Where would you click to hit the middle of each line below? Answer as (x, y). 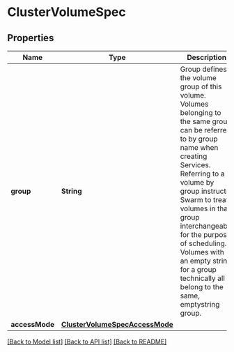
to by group (199, 139)
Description (207, 58)
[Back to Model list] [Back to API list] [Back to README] (87, 342)
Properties (31, 38)
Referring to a (202, 174)
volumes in (198, 208)
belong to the (202, 287)
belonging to (201, 113)
